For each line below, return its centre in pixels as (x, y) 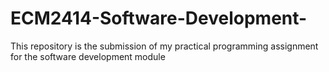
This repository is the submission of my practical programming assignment (164, 46)
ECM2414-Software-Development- (159, 18)
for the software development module (88, 56)
